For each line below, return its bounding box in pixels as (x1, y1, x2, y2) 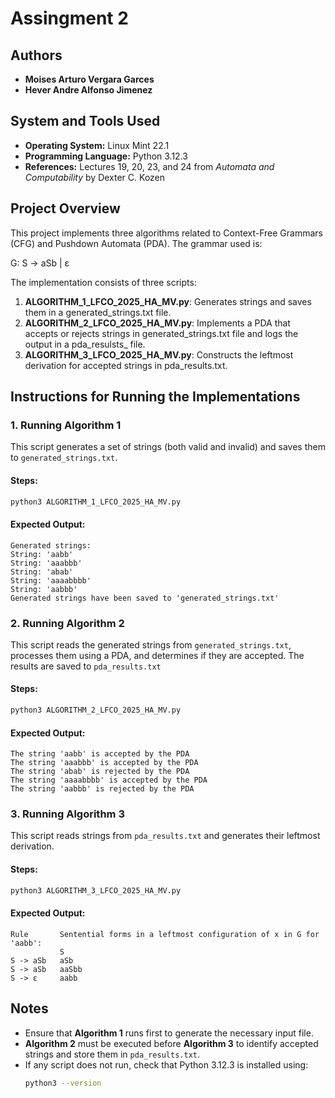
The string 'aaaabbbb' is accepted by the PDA (10, 775, 208, 786)
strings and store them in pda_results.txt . (24, 1048, 201, 1060)
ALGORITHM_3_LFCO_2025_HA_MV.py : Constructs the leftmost (24, 348, 294, 361)
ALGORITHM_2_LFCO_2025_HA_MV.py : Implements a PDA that (24, 317, 291, 329)
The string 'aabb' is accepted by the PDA (10, 749, 190, 759)
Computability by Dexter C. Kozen (24, 171, 166, 183)
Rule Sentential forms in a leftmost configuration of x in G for (10, 929, 320, 939)
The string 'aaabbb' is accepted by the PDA (10, 758, 199, 768)
